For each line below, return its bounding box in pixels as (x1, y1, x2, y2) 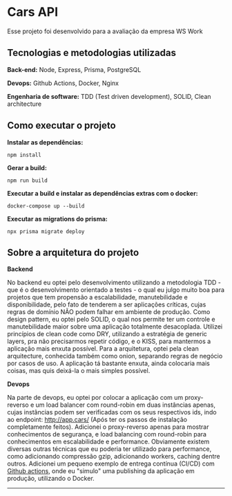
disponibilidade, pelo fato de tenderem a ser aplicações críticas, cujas (7, 300, 206, 309)
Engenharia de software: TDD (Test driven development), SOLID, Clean (7, 92, 212, 100)
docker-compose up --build (7, 202, 85, 210)
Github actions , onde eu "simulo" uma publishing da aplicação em (7, 467, 195, 475)
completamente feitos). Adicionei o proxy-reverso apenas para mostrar (7, 423, 209, 431)
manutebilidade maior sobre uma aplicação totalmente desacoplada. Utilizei (7, 322, 223, 331)
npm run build (7, 177, 48, 184)
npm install (7, 151, 41, 158)
